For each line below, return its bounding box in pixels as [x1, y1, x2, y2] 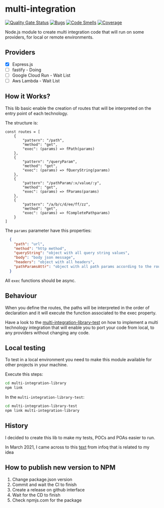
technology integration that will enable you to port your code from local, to [5, 325, 155, 330]
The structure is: [5, 120, 38, 125]
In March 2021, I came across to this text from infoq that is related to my [5, 444, 150, 450]
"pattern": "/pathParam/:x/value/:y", [22, 181, 102, 185]
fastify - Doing [12, 67, 41, 73]
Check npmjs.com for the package [12, 497, 82, 503]
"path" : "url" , [14, 242, 45, 246]
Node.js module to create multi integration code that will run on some [5, 29, 144, 35]
